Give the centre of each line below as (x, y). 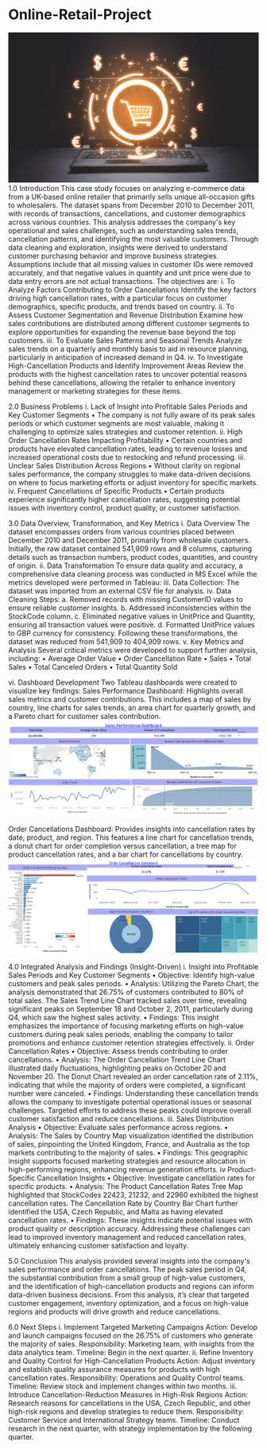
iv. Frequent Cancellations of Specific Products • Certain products (116, 491)
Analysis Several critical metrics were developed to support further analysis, (133, 651)
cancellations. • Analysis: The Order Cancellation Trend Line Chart (117, 1060)
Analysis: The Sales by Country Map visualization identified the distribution (131, 1136)
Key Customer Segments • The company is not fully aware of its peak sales (132, 415)
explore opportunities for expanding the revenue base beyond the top (122, 332)
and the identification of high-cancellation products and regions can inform (131, 1287)
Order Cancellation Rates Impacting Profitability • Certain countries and (125, 441)
